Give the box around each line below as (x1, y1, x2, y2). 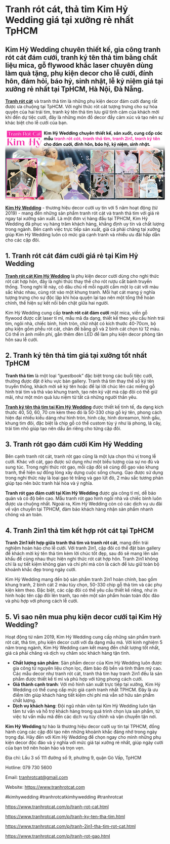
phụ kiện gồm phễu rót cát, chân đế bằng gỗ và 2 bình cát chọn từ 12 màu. (5, 325, 161, 332)
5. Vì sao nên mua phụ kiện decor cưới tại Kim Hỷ (5, 612, 162, 621)
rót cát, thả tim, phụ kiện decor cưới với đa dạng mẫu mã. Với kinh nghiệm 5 (5, 639, 163, 646)
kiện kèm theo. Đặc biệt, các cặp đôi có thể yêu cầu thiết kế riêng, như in (5, 587, 158, 593)
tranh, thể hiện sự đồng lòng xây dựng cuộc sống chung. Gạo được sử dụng (5, 470, 163, 476)
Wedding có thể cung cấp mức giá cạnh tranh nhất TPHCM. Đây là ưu (12, 687, 158, 693)
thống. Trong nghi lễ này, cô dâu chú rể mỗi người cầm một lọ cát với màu (5, 283, 159, 289)
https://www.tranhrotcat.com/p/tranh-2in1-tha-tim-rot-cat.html (5, 823, 136, 829)
